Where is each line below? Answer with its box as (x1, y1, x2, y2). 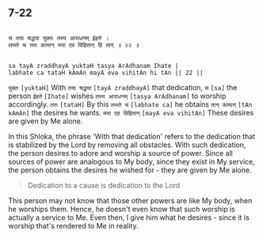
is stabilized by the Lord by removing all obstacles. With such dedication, (8, 140, 246, 149)
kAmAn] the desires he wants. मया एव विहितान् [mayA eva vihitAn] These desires (8, 108, 254, 117)
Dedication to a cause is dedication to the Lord (27, 180, 181, 190)
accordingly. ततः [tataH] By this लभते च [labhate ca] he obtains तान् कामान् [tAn (8, 99, 253, 109)
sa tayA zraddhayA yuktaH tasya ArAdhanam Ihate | (8, 62, 179, 70)
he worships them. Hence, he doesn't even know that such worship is (8, 204, 235, 213)
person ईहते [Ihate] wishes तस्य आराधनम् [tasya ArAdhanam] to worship (8, 91, 227, 100)
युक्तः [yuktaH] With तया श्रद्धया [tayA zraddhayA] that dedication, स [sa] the (8, 82, 238, 92)
